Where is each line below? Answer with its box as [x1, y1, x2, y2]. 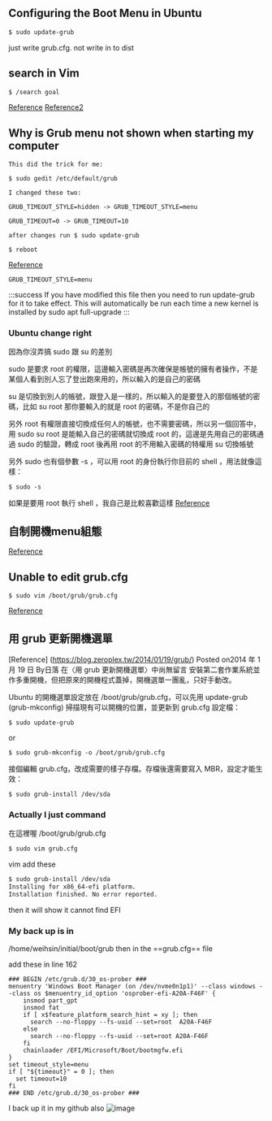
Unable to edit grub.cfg [8, 570, 128, 584]
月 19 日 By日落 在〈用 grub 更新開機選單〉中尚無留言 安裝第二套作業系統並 [8, 664, 261, 674]
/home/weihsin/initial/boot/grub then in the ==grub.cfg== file [8, 944, 214, 954]
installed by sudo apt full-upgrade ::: [8, 307, 130, 317]
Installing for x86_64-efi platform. [8, 882, 136, 891]
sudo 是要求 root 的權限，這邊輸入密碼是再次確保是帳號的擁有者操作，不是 [8, 364, 258, 374]
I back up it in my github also [8, 1103, 105, 1113]
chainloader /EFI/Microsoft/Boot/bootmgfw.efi [23, 1046, 183, 1055]
